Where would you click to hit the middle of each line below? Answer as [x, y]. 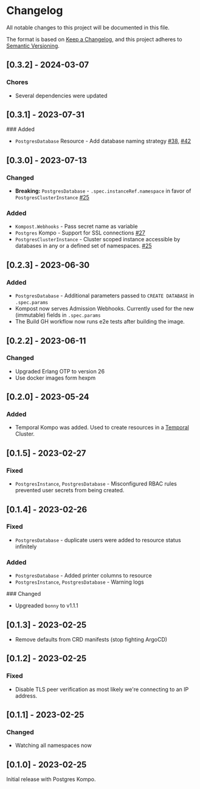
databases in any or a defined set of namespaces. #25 [83, 246]
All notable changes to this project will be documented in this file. [88, 27]
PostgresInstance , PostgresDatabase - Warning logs [79, 582]
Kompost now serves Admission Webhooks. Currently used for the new [105, 309]
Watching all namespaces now [53, 745]
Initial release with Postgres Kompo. [51, 779]
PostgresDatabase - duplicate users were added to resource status [98, 540]
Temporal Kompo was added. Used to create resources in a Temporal [102, 428]
